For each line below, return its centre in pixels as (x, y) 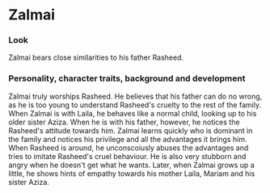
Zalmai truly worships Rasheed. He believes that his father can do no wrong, (135, 96)
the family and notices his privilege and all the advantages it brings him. (128, 139)
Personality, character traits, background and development (127, 78)
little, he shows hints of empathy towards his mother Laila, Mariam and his (132, 173)
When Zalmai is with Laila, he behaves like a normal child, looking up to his (133, 113)
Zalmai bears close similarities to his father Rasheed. (96, 57)
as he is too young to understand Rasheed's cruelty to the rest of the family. (135, 105)
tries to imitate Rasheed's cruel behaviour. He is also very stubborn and (127, 156)
